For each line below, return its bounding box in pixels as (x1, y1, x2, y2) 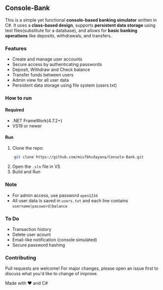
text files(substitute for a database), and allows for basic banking (5, 27, 137, 33)
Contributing (5, 254, 36, 261)
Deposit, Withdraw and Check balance (12, 66, 90, 73)
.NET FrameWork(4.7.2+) (12, 118, 62, 124)
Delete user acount (12, 231, 51, 237)
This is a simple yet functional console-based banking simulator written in (5, 17, 157, 23)
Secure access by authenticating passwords (12, 62, 102, 67)
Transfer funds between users (12, 72, 74, 78)
